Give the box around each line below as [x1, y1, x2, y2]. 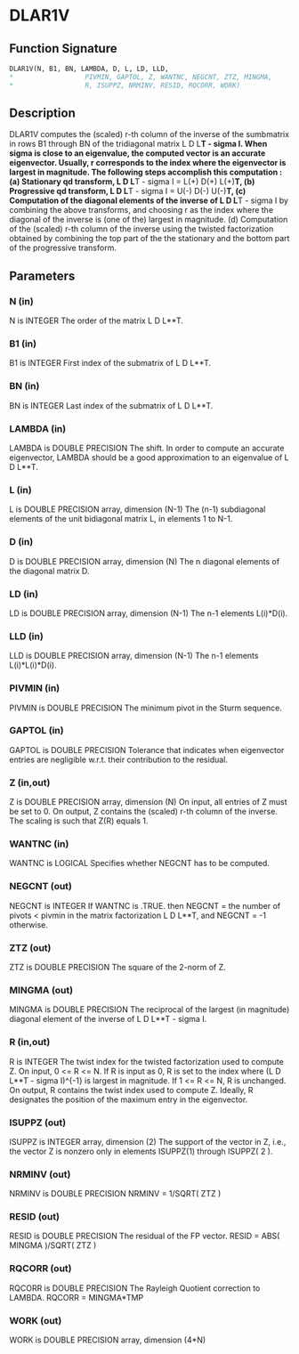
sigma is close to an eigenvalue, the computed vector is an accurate [9, 148, 266, 158]
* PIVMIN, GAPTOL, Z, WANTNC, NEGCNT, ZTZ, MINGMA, [9, 72, 273, 81]
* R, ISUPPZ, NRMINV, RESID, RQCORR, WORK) [9, 81, 241, 90]
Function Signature [9, 41, 117, 56]
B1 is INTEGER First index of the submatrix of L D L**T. [9, 358, 212, 369]
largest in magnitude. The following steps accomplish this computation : [9, 166, 283, 178]
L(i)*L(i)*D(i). [9, 660, 57, 670]
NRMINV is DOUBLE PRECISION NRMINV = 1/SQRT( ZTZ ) [9, 1188, 222, 1199]
